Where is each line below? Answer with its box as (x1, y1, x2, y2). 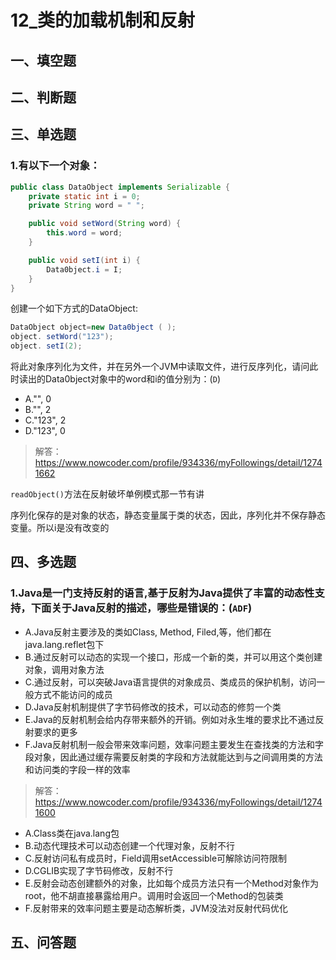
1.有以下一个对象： (10, 159, 101, 173)
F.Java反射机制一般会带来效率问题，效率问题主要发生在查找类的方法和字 (24, 738, 324, 750)
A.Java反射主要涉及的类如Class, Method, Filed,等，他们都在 (24, 626, 272, 638)
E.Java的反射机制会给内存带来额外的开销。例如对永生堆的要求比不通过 (24, 713, 316, 725)
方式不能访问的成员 (33, 688, 113, 700)
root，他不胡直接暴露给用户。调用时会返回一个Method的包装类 (24, 889, 284, 901)
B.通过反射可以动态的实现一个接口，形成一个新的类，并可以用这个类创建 (24, 651, 323, 663)
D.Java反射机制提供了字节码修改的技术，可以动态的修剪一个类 (24, 701, 282, 713)
